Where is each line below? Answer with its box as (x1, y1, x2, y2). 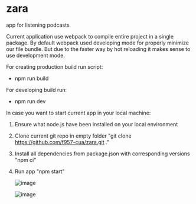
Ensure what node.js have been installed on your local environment (14, 120, 178, 128)
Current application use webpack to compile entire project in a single (6, 33, 174, 40)
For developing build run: (6, 86, 67, 93)
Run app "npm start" (14, 168, 65, 175)
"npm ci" (14, 156, 37, 163)
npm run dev (14, 97, 46, 105)
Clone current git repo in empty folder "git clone (14, 132, 132, 139)
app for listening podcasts (6, 21, 70, 28)
